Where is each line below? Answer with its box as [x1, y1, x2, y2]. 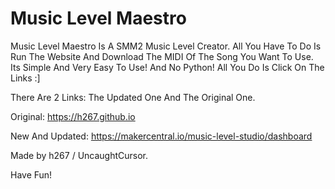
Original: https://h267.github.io [10, 110, 136, 122]
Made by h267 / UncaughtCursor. [10, 149, 149, 161]
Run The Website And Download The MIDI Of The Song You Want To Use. [10, 50, 314, 62]
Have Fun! [10, 168, 53, 181]
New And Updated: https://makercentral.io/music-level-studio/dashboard [10, 130, 313, 142]
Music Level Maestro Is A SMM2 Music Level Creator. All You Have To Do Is [10, 40, 322, 52]
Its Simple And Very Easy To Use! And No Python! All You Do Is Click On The [10, 61, 325, 73]
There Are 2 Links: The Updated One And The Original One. [10, 91, 256, 103]
